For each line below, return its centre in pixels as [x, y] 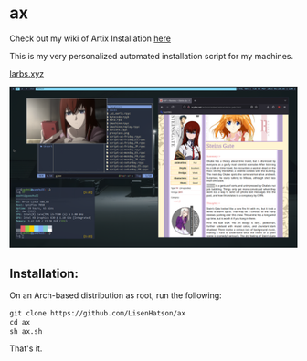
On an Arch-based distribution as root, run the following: [116, 295]
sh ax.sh [26, 332]
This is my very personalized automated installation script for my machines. [152, 56]
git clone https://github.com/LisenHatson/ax [97, 314]
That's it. [26, 348]
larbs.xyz [26, 73]
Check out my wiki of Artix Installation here [90, 38]
